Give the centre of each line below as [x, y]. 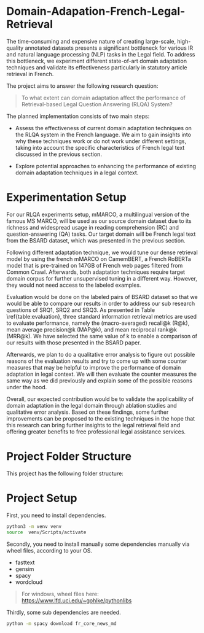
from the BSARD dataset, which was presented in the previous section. [96, 240]
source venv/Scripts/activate [46, 532]
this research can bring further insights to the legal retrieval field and [93, 425]
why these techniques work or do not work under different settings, [101, 141]
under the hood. [27, 387]
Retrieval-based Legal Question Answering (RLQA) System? [97, 104]
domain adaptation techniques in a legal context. [77, 173]
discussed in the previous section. [59, 154]
